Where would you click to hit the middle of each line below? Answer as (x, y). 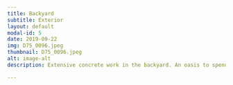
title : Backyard (31, 13)
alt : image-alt (29, 59)
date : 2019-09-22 (32, 39)
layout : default (31, 26)
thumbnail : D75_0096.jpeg (44, 53)
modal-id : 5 (24, 33)
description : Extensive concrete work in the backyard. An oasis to (108, 65)
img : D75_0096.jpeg (35, 46)
